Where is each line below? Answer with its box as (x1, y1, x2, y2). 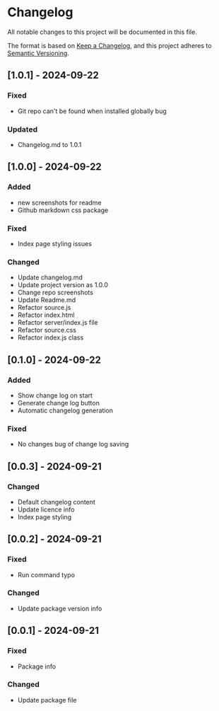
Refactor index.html (17, 311, 75, 319)
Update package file (17, 695, 77, 704)
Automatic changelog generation (17, 406, 114, 415)
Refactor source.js (17, 304, 71, 312)
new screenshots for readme (17, 198, 102, 207)
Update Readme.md (17, 296, 76, 304)
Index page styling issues (17, 239, 92, 248)
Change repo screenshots (17, 288, 94, 297)
